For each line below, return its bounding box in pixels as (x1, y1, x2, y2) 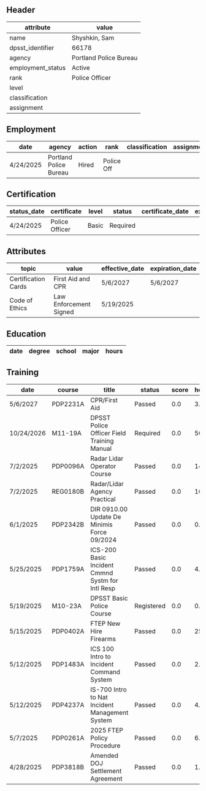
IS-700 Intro (90, 685, 127, 693)
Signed (53, 308, 74, 316)
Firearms (90, 634, 116, 643)
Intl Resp (90, 583, 115, 592)
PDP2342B (51, 520, 85, 529)
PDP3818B (51, 763, 85, 771)
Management (90, 708, 129, 717)
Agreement (90, 774, 123, 782)
